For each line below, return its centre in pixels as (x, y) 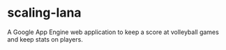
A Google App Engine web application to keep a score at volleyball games (113, 32)
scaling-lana (44, 13)
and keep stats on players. (45, 39)
